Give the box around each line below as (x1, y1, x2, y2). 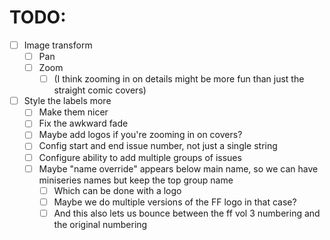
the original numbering (53, 218, 148, 230)
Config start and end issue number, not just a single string (38, 140, 278, 152)
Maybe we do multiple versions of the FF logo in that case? (53, 196, 297, 208)
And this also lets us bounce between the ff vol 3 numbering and (53, 207, 321, 219)
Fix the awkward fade (38, 117, 129, 130)
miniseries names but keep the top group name (38, 174, 234, 186)
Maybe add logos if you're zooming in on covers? (38, 129, 243, 141)
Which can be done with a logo (53, 184, 182, 196)
